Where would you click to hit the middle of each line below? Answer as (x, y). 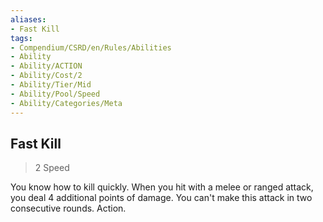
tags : (21, 38)
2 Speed (52, 168)
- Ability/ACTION (46, 66)
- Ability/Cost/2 (46, 76)
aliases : (28, 19)
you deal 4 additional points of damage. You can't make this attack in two (161, 198)
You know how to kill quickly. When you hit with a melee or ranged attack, (162, 187)
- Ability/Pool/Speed (55, 94)
